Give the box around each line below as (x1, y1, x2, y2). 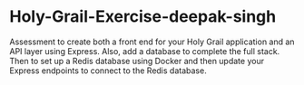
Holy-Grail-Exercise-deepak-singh (9, 6, 277, 27)
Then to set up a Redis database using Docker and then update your (9, 55, 265, 66)
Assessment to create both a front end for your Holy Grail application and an (9, 36, 295, 47)
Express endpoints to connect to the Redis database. (9, 65, 207, 76)
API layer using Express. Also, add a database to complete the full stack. (9, 45, 280, 56)
